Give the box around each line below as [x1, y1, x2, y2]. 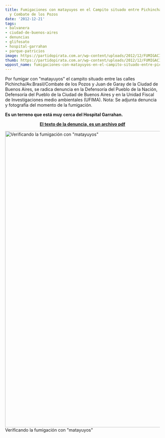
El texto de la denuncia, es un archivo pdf [39, 121, 126, 127]
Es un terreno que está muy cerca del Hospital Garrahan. [5, 112, 123, 118]
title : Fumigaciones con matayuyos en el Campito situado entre [5, 7, 139, 12]
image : [5, 53, 19, 58]
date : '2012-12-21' [5, 16, 45, 21]
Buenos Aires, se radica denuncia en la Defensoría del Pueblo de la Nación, [5, 86, 158, 92]
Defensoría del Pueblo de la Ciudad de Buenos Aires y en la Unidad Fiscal [5, 92, 155, 98]
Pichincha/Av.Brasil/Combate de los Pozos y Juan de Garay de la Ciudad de [5, 81, 158, 87]
